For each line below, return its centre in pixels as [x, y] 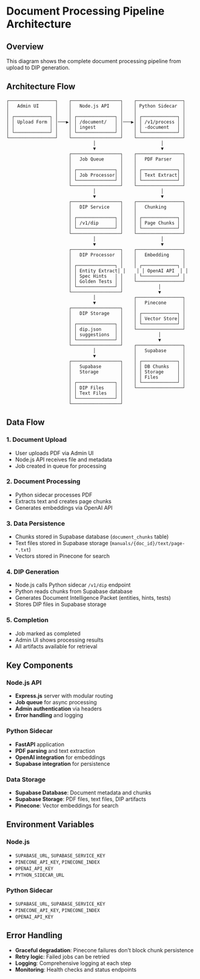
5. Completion [27, 620]
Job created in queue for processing [61, 465]
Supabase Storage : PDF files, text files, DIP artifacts [81, 799]
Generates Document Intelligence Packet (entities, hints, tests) [93, 598]
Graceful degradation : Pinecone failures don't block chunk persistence [104, 950]
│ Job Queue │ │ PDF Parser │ [127, 159]
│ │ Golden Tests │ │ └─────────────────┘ [127, 281]
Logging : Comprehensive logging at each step [73, 963]
